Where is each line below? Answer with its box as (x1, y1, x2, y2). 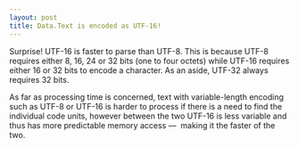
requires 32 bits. (9, 74, 70, 85)
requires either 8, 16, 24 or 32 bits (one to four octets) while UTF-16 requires (9, 55, 290, 66)
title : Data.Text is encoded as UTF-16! (9, 21, 162, 30)
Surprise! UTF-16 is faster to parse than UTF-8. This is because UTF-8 (9, 45, 269, 56)
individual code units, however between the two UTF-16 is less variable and (9, 110, 287, 121)
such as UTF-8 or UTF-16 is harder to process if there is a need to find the (9, 101, 283, 111)
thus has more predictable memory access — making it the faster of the (9, 119, 276, 130)
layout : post (9, 12, 58, 22)
